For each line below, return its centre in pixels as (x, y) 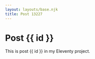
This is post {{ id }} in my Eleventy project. (48, 51)
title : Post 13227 (24, 14)
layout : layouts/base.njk (31, 9)
